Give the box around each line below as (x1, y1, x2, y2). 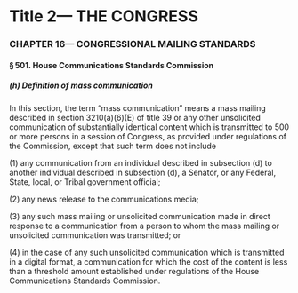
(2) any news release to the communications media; (9, 194, 199, 204)
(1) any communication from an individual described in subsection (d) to (9, 157, 273, 168)
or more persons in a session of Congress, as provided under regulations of (9, 131, 287, 141)
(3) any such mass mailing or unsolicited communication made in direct (9, 210, 271, 221)
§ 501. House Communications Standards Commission (9, 59, 214, 70)
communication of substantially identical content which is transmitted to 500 (9, 122, 290, 132)
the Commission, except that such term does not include (9, 140, 216, 151)
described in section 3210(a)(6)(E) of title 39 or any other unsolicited (9, 112, 261, 123)
